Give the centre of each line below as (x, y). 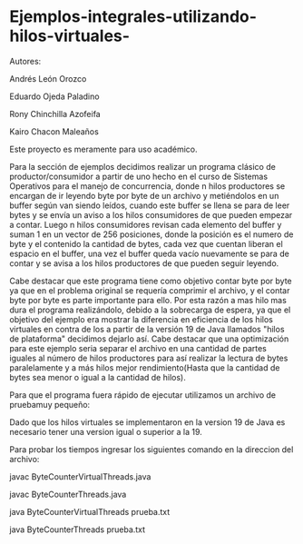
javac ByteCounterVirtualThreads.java (80, 476)
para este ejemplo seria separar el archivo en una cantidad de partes (138, 348)
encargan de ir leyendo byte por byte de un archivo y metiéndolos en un (144, 195)
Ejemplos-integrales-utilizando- (133, 17)
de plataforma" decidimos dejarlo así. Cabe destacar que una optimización (149, 339)
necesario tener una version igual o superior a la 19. (106, 431)
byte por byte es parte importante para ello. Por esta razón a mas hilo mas (148, 300)
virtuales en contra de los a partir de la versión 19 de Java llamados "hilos (147, 329)
